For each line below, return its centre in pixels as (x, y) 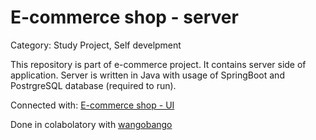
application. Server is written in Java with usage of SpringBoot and (147, 75)
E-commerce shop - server (124, 17)
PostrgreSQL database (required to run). (93, 85)
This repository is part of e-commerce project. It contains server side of (158, 64)
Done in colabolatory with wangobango (91, 124)
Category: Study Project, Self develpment (96, 45)
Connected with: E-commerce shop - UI (92, 105)
